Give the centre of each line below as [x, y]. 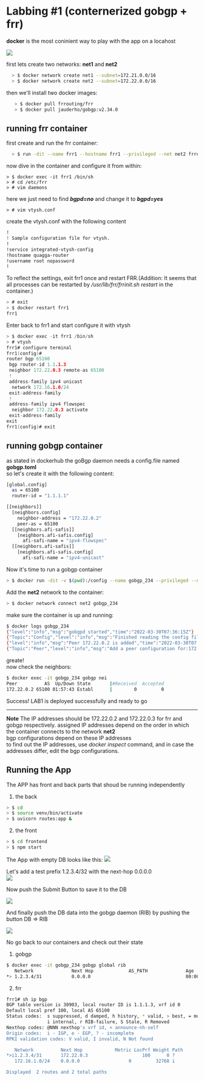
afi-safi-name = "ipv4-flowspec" [65, 541]
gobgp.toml [21, 467]
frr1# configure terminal [39, 348]
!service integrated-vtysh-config [50, 250]
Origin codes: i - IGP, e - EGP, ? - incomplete [70, 1033]
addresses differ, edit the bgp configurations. [63, 750]
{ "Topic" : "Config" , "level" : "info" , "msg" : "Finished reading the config [97, 637]
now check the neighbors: [39, 667]
